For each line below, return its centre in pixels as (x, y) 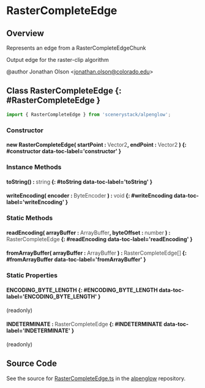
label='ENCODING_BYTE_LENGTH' (52, 296)
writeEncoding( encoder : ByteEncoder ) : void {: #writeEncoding (90, 196)
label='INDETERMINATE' (38, 330)
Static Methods (30, 218)
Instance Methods (34, 167)
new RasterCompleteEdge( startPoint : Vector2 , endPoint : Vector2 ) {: (96, 145)
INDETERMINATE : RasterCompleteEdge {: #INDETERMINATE (84, 324)
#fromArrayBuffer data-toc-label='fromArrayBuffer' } (76, 259)
